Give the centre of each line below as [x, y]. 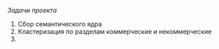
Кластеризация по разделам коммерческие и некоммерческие [114, 32]
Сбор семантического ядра [60, 24]
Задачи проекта [32, 10]
